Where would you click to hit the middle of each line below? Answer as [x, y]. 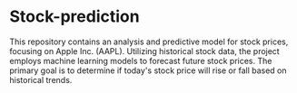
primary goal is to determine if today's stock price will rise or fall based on [148, 70]
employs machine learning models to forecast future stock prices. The [141, 60]
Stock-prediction [74, 17]
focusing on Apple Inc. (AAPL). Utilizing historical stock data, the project [144, 51]
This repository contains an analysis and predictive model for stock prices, [149, 42]
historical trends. [41, 79]
